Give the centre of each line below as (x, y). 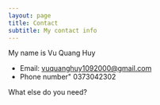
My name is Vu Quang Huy (52, 53)
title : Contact (33, 23)
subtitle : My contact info (53, 30)
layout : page (30, 16)
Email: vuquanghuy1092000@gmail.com (86, 68)
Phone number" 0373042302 (68, 77)
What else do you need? (48, 92)
